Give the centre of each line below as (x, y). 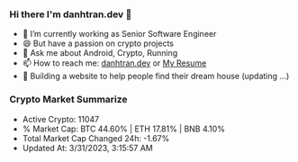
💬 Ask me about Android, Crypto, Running (100, 53)
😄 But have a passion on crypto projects (98, 43)
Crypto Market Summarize (68, 100)
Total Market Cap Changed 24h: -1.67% (96, 138)
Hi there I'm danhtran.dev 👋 (71, 14)
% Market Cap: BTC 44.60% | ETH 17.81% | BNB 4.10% (123, 129)
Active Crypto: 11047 (61, 119)
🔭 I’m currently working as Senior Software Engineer (119, 34)
